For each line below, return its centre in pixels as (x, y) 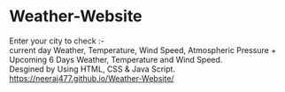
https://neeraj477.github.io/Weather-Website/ (92, 78)
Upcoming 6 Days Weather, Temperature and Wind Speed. (116, 59)
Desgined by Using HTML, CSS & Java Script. (92, 69)
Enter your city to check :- (57, 41)
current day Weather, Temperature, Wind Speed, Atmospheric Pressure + (143, 50)
